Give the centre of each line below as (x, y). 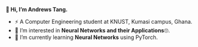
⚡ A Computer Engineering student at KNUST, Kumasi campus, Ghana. (104, 22)
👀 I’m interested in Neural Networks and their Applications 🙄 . (92, 30)
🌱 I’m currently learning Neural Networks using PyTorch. (86, 37)
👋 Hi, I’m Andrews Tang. (37, 9)
